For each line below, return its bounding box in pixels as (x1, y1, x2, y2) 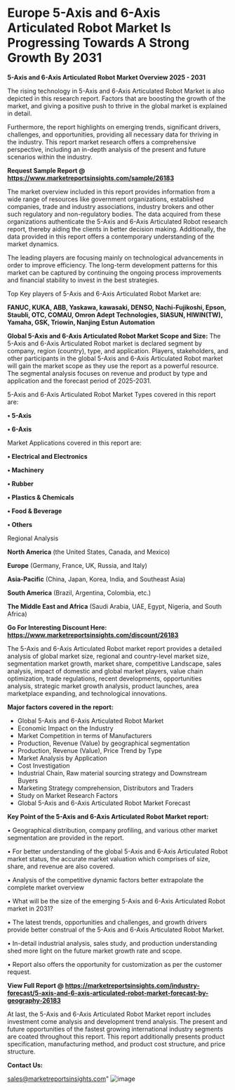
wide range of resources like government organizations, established (7, 195, 204, 203)
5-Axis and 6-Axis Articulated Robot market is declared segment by (7, 339, 202, 348)
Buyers (17, 776, 39, 785)
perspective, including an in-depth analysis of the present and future (7, 145, 206, 153)
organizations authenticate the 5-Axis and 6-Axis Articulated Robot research (7, 217, 228, 226)
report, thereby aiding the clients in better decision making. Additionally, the (7, 224, 227, 233)
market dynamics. (7, 239, 60, 248)
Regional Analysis (7, 533, 59, 543)
